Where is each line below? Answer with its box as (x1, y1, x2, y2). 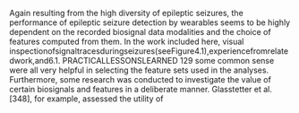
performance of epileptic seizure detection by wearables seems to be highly (9, 17, 291, 28)
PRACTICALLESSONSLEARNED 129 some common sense (62, 56, 275, 65)
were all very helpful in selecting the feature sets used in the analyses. (9, 65, 269, 75)
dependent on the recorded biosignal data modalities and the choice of (9, 27, 271, 37)
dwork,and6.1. (9, 56, 61, 65)
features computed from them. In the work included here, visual (9, 36, 244, 47)
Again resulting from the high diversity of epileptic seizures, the (9, 8, 243, 18)
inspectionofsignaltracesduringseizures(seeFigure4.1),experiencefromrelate (9, 46, 289, 56)
